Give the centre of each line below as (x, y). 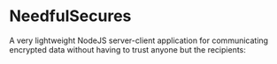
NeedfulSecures (70, 16)
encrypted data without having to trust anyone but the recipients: (127, 49)
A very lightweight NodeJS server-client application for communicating (138, 40)
